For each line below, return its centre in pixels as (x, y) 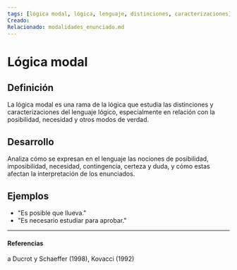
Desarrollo (31, 142)
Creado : (19, 20)
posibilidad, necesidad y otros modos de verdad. (78, 120)
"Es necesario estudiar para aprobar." (72, 220)
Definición (31, 88)
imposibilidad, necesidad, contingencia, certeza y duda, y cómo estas (109, 166)
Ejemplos (28, 196)
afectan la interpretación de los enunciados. (71, 174)
